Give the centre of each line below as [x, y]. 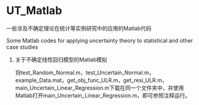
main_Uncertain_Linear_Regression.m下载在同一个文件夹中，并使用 [100, 88]
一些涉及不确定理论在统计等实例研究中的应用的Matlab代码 [79, 28]
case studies [22, 47]
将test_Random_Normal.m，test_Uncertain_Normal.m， [85, 72]
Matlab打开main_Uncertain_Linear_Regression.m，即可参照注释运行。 [103, 95]
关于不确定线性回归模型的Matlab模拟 [61, 59]
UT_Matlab [34, 11]
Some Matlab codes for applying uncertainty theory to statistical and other [100, 40]
